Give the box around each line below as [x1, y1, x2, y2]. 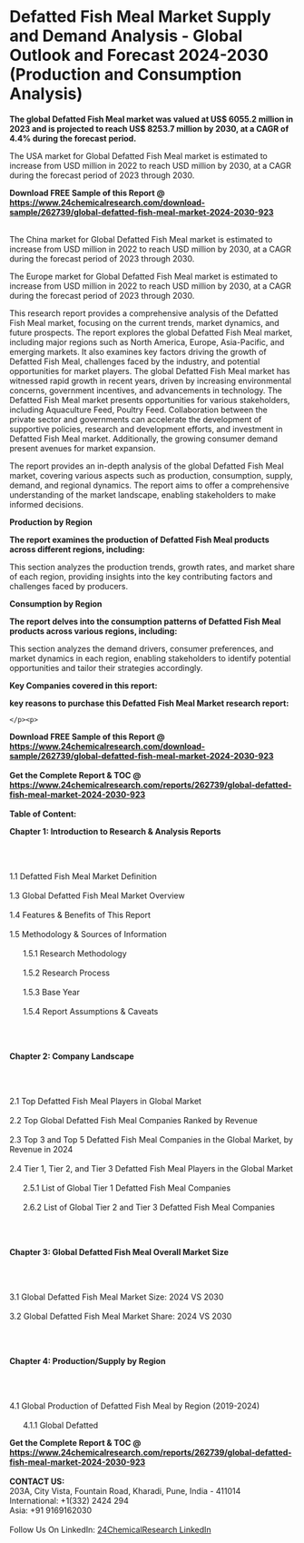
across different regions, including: [9, 543, 145, 555]
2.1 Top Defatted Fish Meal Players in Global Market [9, 1095, 202, 1106]
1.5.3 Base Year [22, 986, 80, 997]
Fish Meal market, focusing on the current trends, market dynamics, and [9, 317, 279, 328]
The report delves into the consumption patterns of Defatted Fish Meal [9, 616, 281, 627]
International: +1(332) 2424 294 [9, 1495, 129, 1506]
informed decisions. [9, 499, 84, 509]
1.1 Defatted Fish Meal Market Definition [9, 870, 157, 882]
